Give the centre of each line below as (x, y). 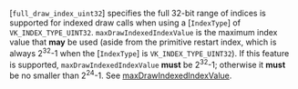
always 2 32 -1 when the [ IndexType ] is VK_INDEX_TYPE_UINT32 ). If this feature (149, 52)
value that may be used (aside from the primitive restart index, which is (143, 42)
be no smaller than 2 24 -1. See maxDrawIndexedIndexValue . (121, 74)
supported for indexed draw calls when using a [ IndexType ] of (125, 23)
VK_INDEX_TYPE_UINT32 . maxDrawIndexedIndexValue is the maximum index (144, 32)
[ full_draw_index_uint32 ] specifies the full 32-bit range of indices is (138, 13)
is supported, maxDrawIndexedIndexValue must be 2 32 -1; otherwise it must (148, 64)
